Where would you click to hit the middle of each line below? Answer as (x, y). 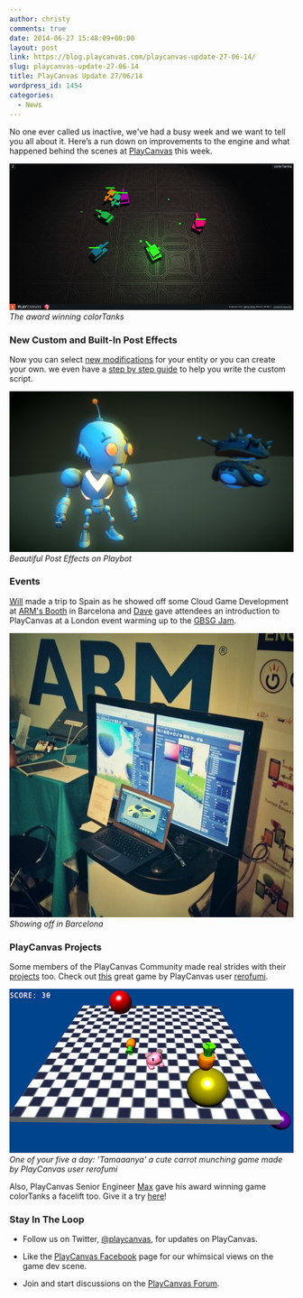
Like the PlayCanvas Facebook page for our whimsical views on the (148, 1257)
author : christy (40, 19)
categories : (32, 95)
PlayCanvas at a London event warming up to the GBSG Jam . (123, 620)
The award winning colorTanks (67, 317)
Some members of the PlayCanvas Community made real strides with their (148, 967)
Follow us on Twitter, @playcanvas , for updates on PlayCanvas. (140, 1239)
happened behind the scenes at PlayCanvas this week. (111, 151)
